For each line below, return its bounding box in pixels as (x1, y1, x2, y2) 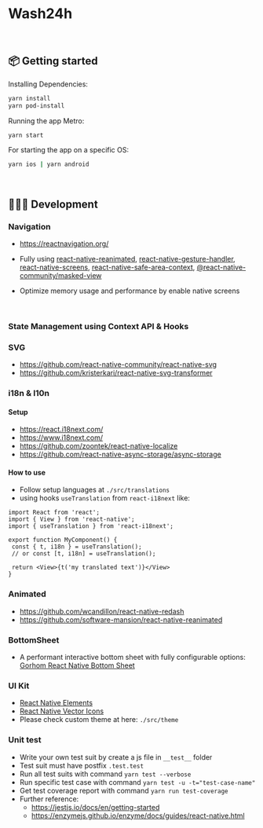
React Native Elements (19, 698, 93, 708)
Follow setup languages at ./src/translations (19, 485, 170, 495)
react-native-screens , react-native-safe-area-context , (19, 262, 195, 272)
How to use (8, 467, 46, 477)
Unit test (8, 735, 42, 746)
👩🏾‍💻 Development (8, 197, 98, 211)
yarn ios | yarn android (8, 160, 89, 169)
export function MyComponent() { (8, 536, 118, 544)
